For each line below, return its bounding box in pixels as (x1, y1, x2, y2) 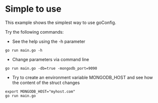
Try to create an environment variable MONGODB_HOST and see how (12, 74, 153, 80)
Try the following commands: (5, 29, 64, 35)
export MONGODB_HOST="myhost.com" (5, 89, 76, 94)
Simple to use (5, 3, 62, 15)
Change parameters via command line (12, 56, 90, 62)
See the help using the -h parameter (12, 38, 86, 44)
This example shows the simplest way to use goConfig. (5, 20, 116, 25)
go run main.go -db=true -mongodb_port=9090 (5, 66, 97, 71)
